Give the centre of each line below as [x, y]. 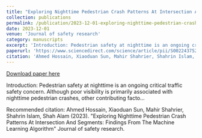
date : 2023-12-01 [28, 28]
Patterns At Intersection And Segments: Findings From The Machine [90, 122]
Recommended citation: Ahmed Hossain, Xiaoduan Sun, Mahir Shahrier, [95, 109]
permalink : [20, 23]
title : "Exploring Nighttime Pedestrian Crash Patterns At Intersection [99, 12]
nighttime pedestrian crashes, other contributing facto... [76, 98]
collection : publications [38, 17]
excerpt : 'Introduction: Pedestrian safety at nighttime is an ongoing [98, 46]
